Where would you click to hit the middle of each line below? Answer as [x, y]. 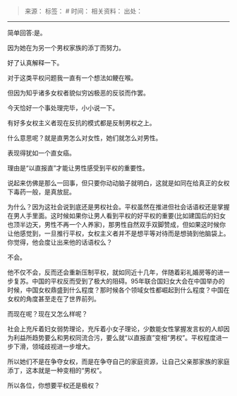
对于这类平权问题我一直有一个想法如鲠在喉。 [72, 78]
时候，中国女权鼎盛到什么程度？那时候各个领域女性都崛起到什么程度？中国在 [119, 290]
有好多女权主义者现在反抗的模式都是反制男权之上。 [81, 123]
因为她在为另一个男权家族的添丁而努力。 [66, 48]
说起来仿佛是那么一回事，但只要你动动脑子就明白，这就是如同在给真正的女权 [119, 183]
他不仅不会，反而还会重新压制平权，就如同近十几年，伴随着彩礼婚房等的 [112, 272]
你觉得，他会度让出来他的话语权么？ [60, 242]
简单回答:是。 [27, 33]
